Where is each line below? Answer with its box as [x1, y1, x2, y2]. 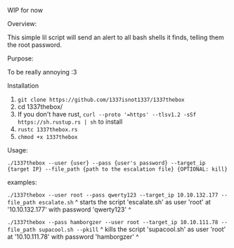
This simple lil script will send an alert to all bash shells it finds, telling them [7, 33, 224, 41]
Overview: [7, 20, 37, 27]
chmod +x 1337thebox [17, 133, 78, 141]
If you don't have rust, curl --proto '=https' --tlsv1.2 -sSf [17, 110, 197, 118]
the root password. [7, 41, 62, 48]
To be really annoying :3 [7, 68, 77, 76]
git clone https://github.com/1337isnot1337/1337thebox [17, 96, 185, 103]
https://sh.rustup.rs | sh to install [17, 117, 123, 126]
